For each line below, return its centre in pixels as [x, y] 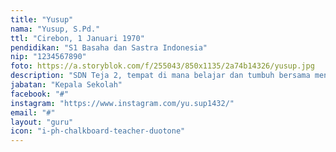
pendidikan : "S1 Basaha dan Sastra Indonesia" [109, 47]
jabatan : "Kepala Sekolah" [66, 85]
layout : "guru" [42, 122]
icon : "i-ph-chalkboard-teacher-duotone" [98, 131]
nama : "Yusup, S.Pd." [55, 29]
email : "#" [33, 112]
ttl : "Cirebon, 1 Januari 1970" [77, 38]
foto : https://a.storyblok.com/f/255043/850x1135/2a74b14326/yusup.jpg [162, 66]
